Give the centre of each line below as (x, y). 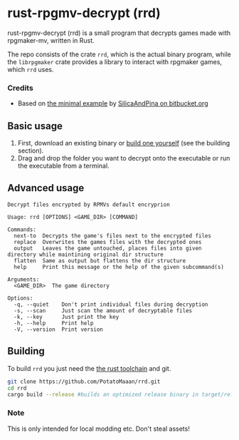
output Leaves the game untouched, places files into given (108, 248)
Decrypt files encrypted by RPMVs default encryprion (89, 205)
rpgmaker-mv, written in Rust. (51, 40)
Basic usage (35, 126)
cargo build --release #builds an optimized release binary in (103, 395)
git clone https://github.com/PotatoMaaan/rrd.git (84, 382)
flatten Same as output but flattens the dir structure (100, 261)
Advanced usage (46, 188)
